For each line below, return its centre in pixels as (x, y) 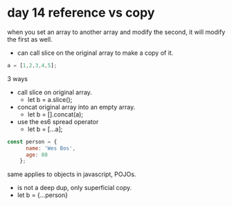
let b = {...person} (42, 195)
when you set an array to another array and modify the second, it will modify (116, 32)
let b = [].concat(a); (55, 114)
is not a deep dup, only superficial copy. (74, 188)
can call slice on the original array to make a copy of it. (95, 53)
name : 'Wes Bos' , (51, 148)
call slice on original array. (54, 92)
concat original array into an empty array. (76, 107)
